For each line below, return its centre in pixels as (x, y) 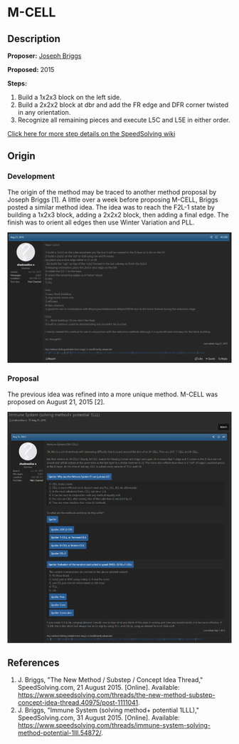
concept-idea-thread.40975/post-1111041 (78, 703)
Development (31, 177)
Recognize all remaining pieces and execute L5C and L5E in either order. (124, 120)
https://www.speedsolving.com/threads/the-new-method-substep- (116, 695)
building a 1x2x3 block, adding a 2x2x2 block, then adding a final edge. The (118, 215)
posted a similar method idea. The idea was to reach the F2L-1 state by (111, 207)
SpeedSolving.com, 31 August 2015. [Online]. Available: (99, 718)
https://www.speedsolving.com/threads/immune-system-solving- (114, 725)
